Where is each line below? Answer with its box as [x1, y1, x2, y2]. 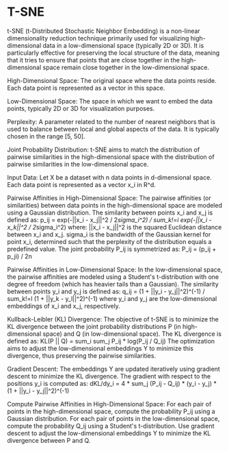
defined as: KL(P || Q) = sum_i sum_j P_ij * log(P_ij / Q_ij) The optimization [7, 337, 215, 345]
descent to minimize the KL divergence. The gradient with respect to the [7, 371, 211, 380]
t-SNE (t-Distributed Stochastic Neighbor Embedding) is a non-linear [7, 27, 200, 35]
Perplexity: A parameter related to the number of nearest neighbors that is [7, 117, 215, 125]
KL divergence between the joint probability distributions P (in [7, 322, 181, 330]
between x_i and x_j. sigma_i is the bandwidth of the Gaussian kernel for [7, 230, 211, 239]
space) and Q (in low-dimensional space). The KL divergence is [42, 330, 222, 338]
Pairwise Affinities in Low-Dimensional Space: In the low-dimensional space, [7, 265, 223, 273]
